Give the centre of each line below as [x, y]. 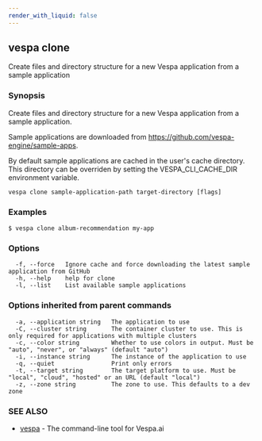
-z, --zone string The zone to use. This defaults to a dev [133, 384]
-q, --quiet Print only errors [94, 363]
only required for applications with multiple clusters [102, 336]
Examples [28, 212]
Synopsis [27, 96]
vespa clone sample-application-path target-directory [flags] [115, 192]
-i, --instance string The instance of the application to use [131, 357]
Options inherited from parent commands [90, 305]
